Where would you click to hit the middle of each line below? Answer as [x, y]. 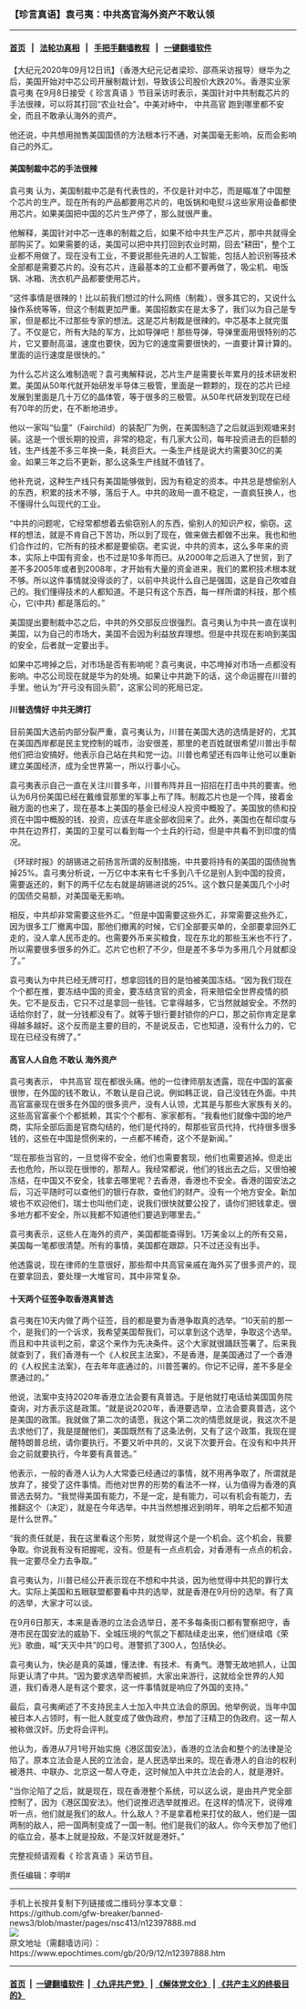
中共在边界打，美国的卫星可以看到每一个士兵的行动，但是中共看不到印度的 [149, 830]
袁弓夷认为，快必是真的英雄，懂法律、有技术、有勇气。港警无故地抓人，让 [149, 1665]
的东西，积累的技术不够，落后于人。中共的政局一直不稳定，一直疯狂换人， [149, 492]
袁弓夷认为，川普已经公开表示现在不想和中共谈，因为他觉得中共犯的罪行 [145, 1580]
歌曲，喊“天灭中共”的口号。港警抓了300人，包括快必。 [128, 1645]
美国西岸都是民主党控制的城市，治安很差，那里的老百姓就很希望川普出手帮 [157, 743]
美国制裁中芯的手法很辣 [53, 169]
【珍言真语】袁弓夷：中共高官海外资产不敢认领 [112, 14]
